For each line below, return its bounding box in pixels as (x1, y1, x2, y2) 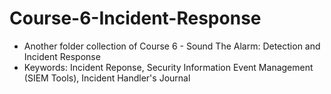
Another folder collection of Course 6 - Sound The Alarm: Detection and (23, 40, 321, 52)
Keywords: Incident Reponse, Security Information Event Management (23, 61, 314, 73)
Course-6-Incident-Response (9, 7, 262, 30)
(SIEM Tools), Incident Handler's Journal (23, 72, 191, 84)
